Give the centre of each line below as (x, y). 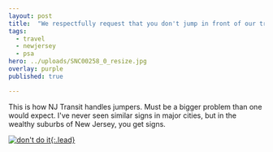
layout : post (30, 16)
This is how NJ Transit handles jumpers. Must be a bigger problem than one (135, 106)
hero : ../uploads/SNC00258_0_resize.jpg (78, 62)
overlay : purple (36, 69)
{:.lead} (63, 140)
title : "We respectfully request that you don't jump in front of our (132, 24)
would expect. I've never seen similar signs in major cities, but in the (123, 115)
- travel (30, 39)
